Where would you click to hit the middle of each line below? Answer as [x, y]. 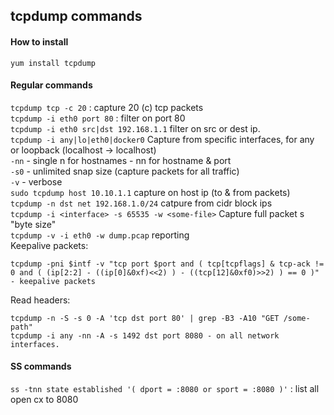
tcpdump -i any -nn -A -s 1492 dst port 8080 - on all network [145, 335]
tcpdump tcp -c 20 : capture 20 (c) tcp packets [107, 107]
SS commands [41, 366]
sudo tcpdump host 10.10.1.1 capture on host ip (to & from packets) [150, 192]
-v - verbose [36, 181]
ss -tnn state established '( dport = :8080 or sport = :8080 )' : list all [165, 388]
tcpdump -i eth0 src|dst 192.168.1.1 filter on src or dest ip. [135, 128]
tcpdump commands [76, 16]
